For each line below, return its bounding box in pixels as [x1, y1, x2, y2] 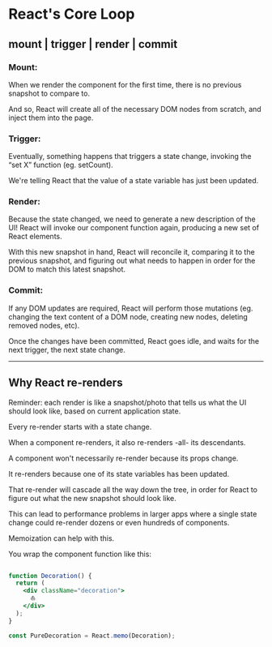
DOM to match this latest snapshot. [8, 264, 126, 274]
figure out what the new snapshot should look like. [8, 493, 176, 503]
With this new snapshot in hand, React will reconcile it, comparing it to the [8, 247, 255, 257]
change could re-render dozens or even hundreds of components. [8, 517, 230, 527]
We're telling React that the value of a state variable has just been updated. [8, 176, 259, 186]
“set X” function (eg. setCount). [8, 160, 113, 170]
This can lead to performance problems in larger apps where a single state [8, 508, 257, 519]
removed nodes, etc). [8, 320, 80, 330]
